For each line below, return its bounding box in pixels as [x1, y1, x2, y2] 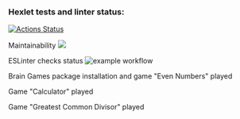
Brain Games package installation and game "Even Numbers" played [8, 71, 233, 81]
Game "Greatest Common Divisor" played [8, 102, 145, 112]
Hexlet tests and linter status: [8, 6, 125, 17]
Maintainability [8, 40, 56, 50]
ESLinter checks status [8, 56, 83, 66]
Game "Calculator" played [8, 86, 94, 97]
